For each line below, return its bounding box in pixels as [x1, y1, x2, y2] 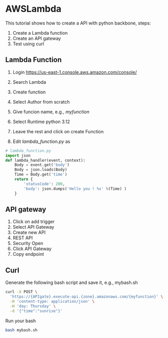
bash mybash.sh [5, 327, 38, 332]
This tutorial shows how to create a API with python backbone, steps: [5, 20, 151, 26]
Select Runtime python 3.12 [12, 118, 70, 125]
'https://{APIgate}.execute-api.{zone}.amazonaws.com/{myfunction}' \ [10, 294, 163, 299]
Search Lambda [12, 79, 46, 85]
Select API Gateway [12, 224, 55, 230]
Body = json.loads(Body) [14, 167, 67, 173]
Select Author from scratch [12, 99, 70, 105]
